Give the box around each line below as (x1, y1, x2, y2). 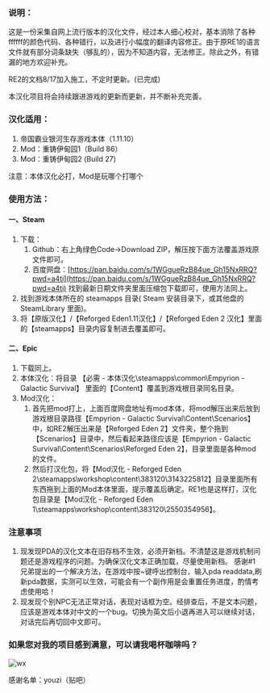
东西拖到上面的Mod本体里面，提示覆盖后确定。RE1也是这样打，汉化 (31, 484, 257, 493)
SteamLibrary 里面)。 (19, 303, 91, 313)
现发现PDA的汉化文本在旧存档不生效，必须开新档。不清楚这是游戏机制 (19, 547, 254, 556)
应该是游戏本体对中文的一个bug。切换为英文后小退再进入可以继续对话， (19, 607, 260, 617)
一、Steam (8, 215, 45, 225)
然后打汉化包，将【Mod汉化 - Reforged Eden (31, 464, 182, 473)
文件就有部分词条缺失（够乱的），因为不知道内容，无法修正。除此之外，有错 (8, 47, 260, 57)
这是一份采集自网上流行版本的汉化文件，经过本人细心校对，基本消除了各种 (8, 27, 255, 37)
